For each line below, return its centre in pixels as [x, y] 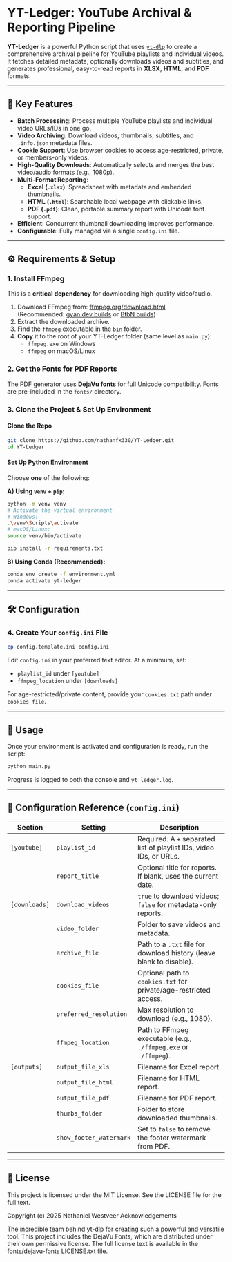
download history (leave [176, 953]
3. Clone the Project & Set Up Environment [79, 409]
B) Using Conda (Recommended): [56, 562]
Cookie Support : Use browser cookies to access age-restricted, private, [120, 150]
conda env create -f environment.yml [61, 574]
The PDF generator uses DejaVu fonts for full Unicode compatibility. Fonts [113, 384]
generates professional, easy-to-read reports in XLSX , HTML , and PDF [108, 68]
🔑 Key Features [40, 104]
